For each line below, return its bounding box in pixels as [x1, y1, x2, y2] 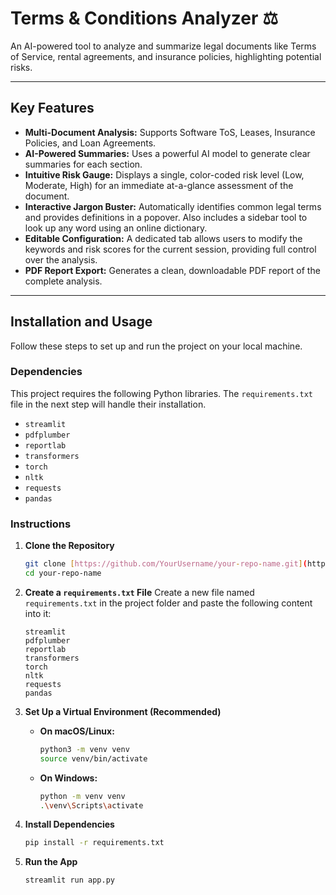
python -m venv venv [39, 791, 126, 801]
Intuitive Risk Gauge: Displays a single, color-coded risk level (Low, [24, 168, 305, 181]
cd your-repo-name [24, 568, 102, 579]
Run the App [24, 856, 78, 868]
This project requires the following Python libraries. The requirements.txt [10, 387, 314, 399]
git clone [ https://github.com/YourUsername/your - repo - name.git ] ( [24, 559, 308, 569]
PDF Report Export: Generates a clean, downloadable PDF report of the [24, 264, 321, 276]
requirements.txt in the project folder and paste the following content [24, 597, 313, 609]
